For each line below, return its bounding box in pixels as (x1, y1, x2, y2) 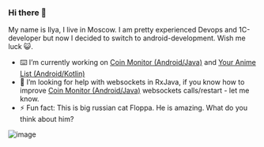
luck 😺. (8, 42, 33, 51)
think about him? (19, 115, 74, 124)
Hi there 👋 (8, 7, 47, 18)
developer (8, 33, 42, 43)
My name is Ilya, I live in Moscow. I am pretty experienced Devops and (8, 25, 237, 35)
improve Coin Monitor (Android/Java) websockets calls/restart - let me (19, 86, 250, 96)
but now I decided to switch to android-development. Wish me (42, 33, 247, 43)
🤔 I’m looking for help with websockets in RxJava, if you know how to (19, 77, 245, 87)
